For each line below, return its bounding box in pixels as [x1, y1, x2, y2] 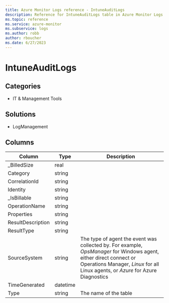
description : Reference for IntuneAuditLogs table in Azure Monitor [5, 12, 152, 17]
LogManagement [12, 123, 48, 129]
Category [8, 170, 30, 177]
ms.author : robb [5, 31, 39, 36]
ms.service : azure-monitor [5, 21, 62, 27]
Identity [8, 186, 26, 193]
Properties [8, 211, 33, 218]
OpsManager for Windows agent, [80, 248, 159, 255]
